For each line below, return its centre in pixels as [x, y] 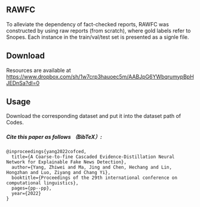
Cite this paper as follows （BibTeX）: [54, 137]
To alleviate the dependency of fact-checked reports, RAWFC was [87, 24]
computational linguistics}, [42, 183]
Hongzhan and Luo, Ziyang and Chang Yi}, [59, 173]
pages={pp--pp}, [32, 188]
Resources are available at [39, 70]
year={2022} [27, 194]
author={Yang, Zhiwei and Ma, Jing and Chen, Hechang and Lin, [92, 168]
